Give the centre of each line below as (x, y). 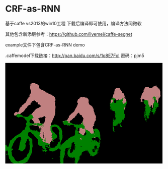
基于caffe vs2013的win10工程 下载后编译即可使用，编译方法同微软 (73, 23)
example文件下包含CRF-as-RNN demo (45, 45)
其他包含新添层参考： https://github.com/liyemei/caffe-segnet (69, 34)
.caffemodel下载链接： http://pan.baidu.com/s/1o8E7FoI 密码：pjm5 (75, 55)
